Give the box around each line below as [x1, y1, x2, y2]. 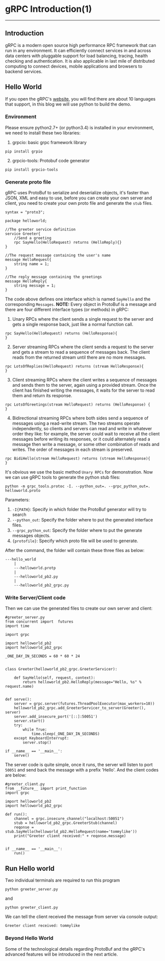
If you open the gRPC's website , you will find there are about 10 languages [5, 96, 156, 102]
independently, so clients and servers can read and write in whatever [12, 426, 152, 432]
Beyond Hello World [5, 935, 54, 942]
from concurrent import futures [5, 619, 74, 625]
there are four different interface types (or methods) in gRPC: [5, 307, 129, 313]
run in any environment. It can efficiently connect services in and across [5, 47, 151, 53]
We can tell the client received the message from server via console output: [5, 914, 158, 920]
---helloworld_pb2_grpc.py [14, 583, 69, 588]
